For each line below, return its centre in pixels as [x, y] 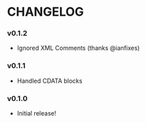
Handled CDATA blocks [50, 81]
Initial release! [36, 113]
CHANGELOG [45, 12]
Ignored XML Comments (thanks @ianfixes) [78, 48]
